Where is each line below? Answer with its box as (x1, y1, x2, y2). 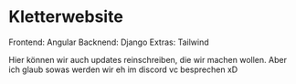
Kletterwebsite (8, 6, 124, 27)
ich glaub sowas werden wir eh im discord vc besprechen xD (8, 64, 238, 75)
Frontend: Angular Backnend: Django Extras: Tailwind (8, 37, 209, 47)
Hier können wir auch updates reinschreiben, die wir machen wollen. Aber (8, 54, 287, 65)
